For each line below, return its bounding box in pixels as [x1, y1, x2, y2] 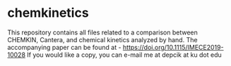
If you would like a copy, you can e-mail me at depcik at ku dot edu [27, 51, 223, 59]
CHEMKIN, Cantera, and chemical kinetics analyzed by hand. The [7, 35, 198, 44]
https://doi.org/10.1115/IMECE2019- [122, 43, 224, 51]
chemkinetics [7, 5, 90, 21]
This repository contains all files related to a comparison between [7, 28, 198, 37]
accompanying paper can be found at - [7, 43, 122, 51]
